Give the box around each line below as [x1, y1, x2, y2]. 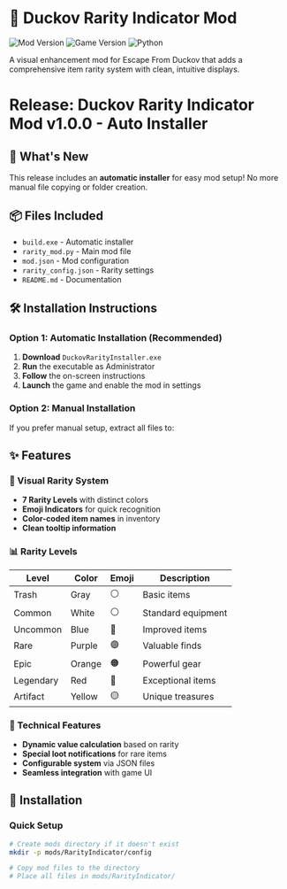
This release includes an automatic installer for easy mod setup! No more [9, 172, 279, 182]
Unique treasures [142, 691, 215, 703]
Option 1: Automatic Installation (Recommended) [9, 332, 223, 344]
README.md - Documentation [21, 274, 122, 284]
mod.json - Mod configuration [21, 255, 130, 266]
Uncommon [13, 623, 63, 636]
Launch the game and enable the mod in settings [21, 380, 201, 390]
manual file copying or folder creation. [9, 182, 148, 192]
